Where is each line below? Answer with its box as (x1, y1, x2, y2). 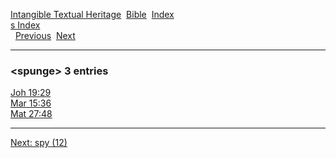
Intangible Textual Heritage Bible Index (10, 9, 175, 20)
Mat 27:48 (10, 108, 53, 120)
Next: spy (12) (10, 137, 68, 149)
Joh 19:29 (10, 87, 52, 99)
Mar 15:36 (10, 97, 52, 109)
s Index (10, 19, 41, 31)
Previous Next (14, 30, 76, 41)
